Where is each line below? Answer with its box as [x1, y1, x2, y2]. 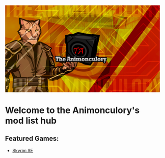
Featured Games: [5, 135, 59, 143]
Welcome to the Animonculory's [5, 105, 140, 115]
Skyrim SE [12, 147, 33, 153]
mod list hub [5, 115, 57, 126]
